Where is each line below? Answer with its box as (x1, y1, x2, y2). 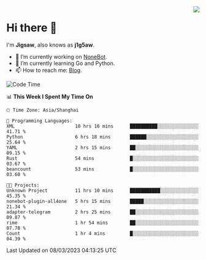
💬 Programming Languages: (6, 118, 72, 124)
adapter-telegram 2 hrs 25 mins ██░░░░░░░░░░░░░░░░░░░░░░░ (6, 208, 199, 215)
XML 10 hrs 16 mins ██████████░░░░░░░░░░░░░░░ (6, 123, 199, 129)
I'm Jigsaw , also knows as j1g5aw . (6, 41, 95, 48)
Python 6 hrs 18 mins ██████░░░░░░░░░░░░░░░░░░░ (6, 134, 199, 140)
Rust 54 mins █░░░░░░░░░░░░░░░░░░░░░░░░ (6, 155, 199, 161)
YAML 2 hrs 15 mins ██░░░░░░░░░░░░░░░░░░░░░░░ (6, 144, 199, 151)
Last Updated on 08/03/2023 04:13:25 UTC (6, 247, 116, 254)
